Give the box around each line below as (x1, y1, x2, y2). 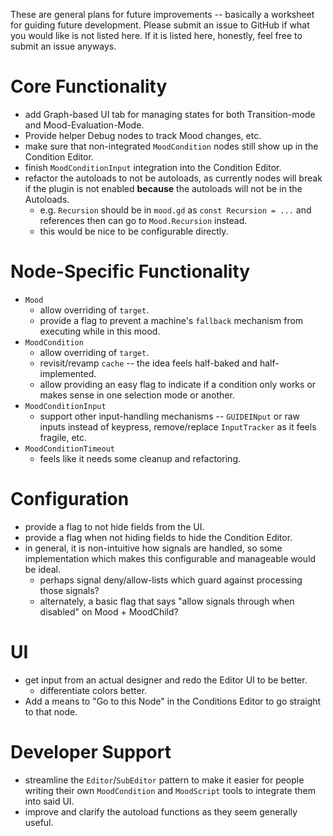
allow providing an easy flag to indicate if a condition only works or (39, 378, 317, 390)
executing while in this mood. (39, 325, 161, 337)
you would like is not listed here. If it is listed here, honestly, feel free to (10, 30, 303, 41)
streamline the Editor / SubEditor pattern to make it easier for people (24, 774, 305, 786)
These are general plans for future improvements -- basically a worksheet (10, 9, 315, 20)
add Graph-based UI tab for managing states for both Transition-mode (24, 108, 316, 120)
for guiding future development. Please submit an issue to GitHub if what (10, 19, 310, 31)
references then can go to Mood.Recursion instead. (39, 214, 248, 226)
